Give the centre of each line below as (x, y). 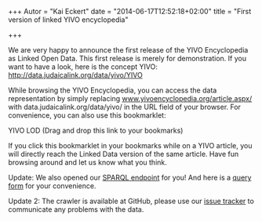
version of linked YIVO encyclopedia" (68, 20)
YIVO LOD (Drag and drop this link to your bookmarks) (96, 130)
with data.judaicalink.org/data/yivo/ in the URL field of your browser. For (125, 107)
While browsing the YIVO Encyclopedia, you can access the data (113, 90)
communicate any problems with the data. (76, 209)
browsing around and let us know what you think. (87, 162)
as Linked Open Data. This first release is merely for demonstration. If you (127, 58)
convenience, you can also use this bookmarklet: (87, 115)
